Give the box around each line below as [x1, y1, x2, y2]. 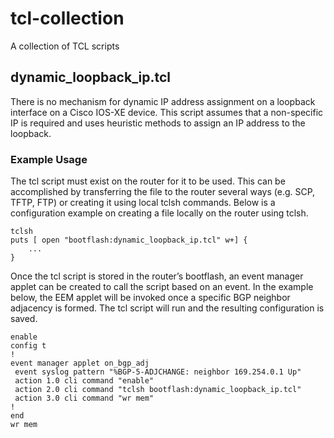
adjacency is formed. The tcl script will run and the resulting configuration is [10, 302, 325, 314]
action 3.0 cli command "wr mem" [14, 393, 155, 404]
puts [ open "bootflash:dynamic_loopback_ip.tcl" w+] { [10, 235, 248, 246]
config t [10, 341, 47, 351]
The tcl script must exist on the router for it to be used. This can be [10, 175, 286, 187]
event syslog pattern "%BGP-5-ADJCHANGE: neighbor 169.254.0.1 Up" [14, 367, 302, 377]
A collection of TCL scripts [10, 40, 120, 52]
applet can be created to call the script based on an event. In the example [10, 281, 314, 293]
